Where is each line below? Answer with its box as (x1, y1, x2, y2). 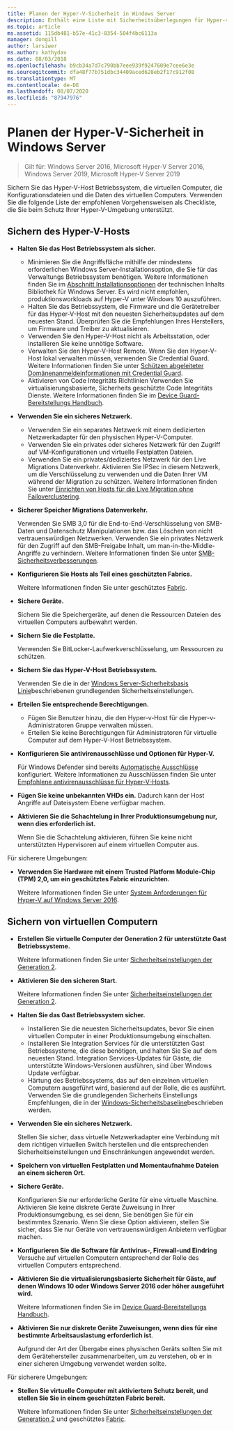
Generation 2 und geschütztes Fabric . (17, 1415, 127, 1423)
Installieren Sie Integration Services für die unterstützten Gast (27, 1039, 205, 1047)
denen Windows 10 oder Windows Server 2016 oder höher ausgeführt (17, 1281, 224, 1290)
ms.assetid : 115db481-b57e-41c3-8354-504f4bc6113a (7, 29, 157, 37)
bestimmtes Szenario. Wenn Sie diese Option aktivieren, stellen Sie (17, 1217, 210, 1226)
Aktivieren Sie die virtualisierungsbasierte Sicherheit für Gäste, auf (17, 1274, 217, 1283)
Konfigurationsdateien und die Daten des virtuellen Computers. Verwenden (7, 190, 223, 199)
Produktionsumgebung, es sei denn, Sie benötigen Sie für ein (17, 1210, 194, 1219)
